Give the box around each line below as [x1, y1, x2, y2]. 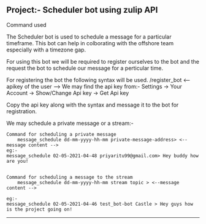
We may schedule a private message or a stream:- [6, 119, 134, 127]
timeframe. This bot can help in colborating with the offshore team [6, 39, 174, 47]
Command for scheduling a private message [6, 131, 116, 137]
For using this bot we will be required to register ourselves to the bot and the [6, 58, 199, 65]
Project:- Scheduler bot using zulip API [6, 5, 158, 15]
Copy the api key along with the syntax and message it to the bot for [6, 101, 179, 108]
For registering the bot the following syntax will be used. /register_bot [6, 76, 182, 83]
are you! [6, 158, 29, 164]
